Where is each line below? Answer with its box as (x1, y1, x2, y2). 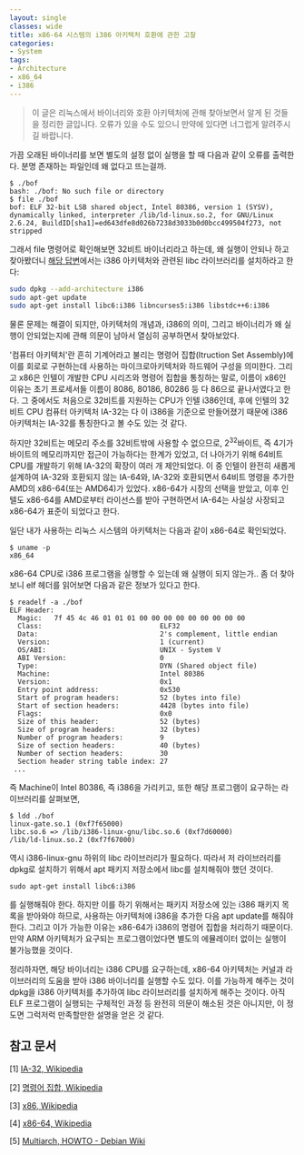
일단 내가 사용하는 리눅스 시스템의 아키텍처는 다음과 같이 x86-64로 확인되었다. (9, 525, 287, 536)
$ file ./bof (9, 195, 59, 204)
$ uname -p (9, 543, 51, 552)
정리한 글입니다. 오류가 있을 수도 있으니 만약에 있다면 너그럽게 (41, 118, 260, 129)
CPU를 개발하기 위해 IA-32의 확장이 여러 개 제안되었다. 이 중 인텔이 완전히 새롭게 (9, 460, 296, 471)
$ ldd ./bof (9, 811, 54, 820)
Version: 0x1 (17, 677, 172, 687)
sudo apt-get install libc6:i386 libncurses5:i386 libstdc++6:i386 (9, 301, 270, 310)
